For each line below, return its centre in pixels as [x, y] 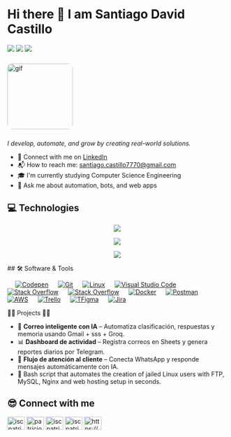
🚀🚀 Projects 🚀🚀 [29, 313]
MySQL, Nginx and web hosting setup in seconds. [89, 381]
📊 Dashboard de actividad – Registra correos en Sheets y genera [112, 341]
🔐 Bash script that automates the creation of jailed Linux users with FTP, [121, 374]
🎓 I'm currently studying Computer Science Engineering [99, 175]
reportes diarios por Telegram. [61, 352]
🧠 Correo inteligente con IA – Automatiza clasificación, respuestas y [116, 326]
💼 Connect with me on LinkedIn [62, 157]
